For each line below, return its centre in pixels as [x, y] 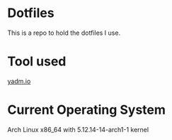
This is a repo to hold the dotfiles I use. [64, 33]
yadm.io [19, 81]
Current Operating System [87, 110]
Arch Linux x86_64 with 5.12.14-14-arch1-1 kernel [78, 129]
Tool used [37, 61]
